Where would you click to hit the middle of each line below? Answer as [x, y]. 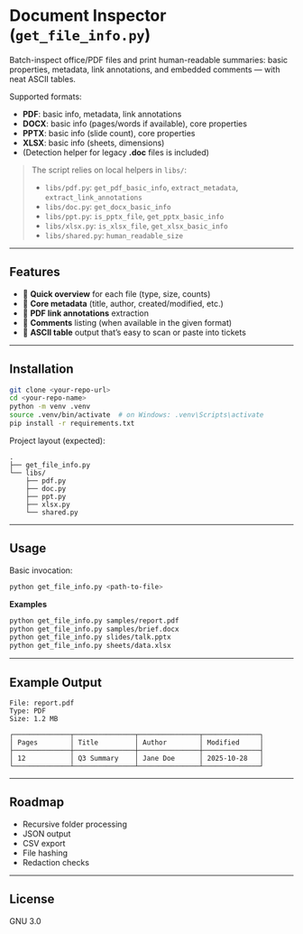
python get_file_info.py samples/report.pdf [94, 620]
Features [35, 272]
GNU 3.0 [26, 920]
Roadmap [37, 803]
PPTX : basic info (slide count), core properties [109, 133]
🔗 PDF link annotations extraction [85, 313]
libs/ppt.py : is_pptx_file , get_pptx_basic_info [134, 216]
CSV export [44, 843]
